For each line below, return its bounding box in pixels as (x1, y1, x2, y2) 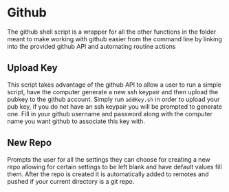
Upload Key (7, 62, 58, 74)
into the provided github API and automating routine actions (7, 42, 176, 50)
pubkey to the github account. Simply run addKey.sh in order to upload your (7, 95, 220, 103)
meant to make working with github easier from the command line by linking (7, 34, 222, 43)
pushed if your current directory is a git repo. (7, 177, 135, 185)
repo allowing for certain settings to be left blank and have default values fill (7, 162, 222, 171)
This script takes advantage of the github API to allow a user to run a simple (7, 81, 221, 89)
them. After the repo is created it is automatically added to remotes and (7, 170, 209, 178)
